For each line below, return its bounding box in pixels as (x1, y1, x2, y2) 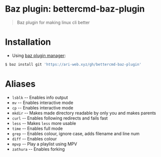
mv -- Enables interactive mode (12, 100, 73, 105)
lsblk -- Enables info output (12, 94, 68, 100)
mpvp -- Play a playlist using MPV (12, 141, 77, 147)
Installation (5, 36, 51, 48)
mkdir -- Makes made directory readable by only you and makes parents (12, 110, 156, 116)
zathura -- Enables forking (12, 146, 65, 152)
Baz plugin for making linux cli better (16, 19, 90, 25)
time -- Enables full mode (12, 125, 63, 131)
